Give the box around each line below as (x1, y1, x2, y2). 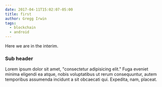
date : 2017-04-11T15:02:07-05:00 (5, 7, 73, 12)
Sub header (5, 55, 33, 62)
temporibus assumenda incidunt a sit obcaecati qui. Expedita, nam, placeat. (5, 76, 158, 83)
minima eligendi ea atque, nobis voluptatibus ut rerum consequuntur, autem (5, 71, 157, 77)
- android (9, 30, 29, 35)
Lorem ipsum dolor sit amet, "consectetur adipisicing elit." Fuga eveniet (5, 66, 148, 72)
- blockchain (9, 25, 36, 30)
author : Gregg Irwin (5, 16, 47, 21)
